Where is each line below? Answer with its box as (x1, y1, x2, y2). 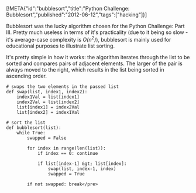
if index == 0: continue (37, 150, 98, 156)
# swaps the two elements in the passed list (6, 83, 119, 90)
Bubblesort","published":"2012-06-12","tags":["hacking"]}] (6, 11, 147, 18)
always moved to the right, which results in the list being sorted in (6, 66, 164, 73)
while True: (16, 130, 46, 136)
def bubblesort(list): (6, 124, 61, 131)
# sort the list (6, 120, 46, 126)
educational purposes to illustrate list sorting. (6, 42, 115, 49)
